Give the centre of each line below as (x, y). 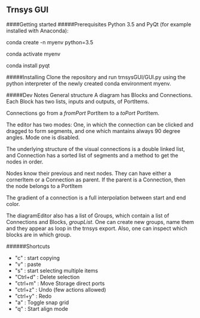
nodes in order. (25, 162)
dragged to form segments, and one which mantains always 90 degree (93, 131)
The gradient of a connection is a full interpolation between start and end (96, 198)
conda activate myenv (33, 54)
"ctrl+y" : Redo (33, 296)
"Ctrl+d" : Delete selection (47, 277)
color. (13, 204)
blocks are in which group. (39, 234)
